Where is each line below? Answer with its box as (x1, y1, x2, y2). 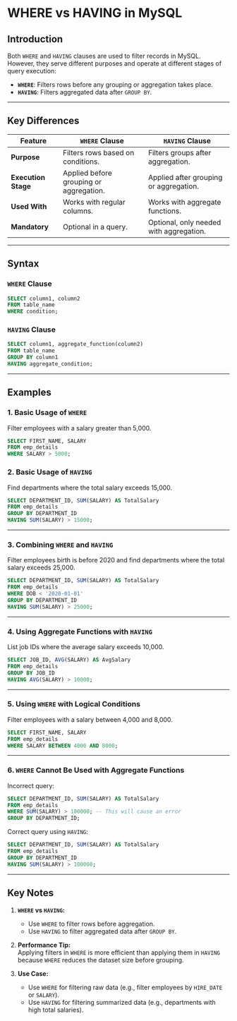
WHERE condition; (7, 308, 59, 315)
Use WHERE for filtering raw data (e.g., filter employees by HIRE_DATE (28, 983, 223, 991)
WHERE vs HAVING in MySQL (7, 5, 183, 21)
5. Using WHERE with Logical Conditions (7, 699, 141, 709)
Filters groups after (147, 147, 212, 157)
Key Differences (7, 115, 80, 127)
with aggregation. (147, 226, 207, 236)
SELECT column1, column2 (7, 295, 80, 302)
